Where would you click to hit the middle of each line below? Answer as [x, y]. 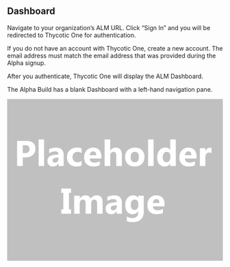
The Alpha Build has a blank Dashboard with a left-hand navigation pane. [110, 89]
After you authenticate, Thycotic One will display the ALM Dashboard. [105, 76]
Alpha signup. [27, 63]
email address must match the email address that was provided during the [112, 55]
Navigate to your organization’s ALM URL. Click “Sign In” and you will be [109, 27]
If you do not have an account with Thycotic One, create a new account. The [115, 48]
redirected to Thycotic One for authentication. [72, 35]
